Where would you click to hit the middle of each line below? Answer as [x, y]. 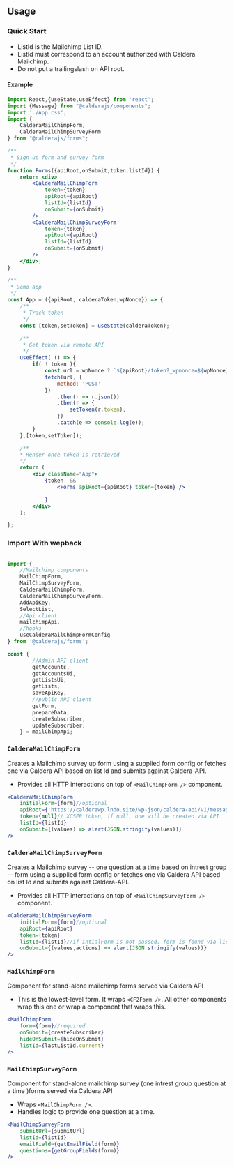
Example [20, 85]
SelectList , [37, 609]
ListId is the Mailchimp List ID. [60, 46]
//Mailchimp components [54, 570]
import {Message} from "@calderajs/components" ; [79, 106]
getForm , [45, 706]
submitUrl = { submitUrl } [53, 1131]
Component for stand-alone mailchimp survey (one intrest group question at [117, 1083]
